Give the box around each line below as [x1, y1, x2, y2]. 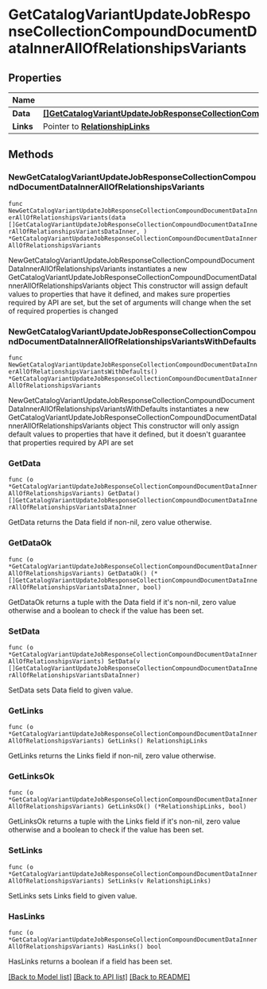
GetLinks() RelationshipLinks [107, 737, 208, 745]
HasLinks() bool [107, 943, 161, 951]
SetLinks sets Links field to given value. [8, 890, 137, 900]
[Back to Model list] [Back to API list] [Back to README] [8, 972, 191, 982]
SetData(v [107, 657, 141, 665]
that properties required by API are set [8, 437, 133, 447]
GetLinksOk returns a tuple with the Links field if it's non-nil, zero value [8, 816, 241, 826]
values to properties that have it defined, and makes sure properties [8, 289, 230, 299]
